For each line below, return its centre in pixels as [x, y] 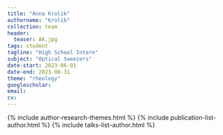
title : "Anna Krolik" [39, 14]
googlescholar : [29, 85]
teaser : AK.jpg [36, 40]
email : [17, 91]
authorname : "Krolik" [39, 20]
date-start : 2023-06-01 [42, 65]
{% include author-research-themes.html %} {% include [88, 118]
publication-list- [193, 118]
